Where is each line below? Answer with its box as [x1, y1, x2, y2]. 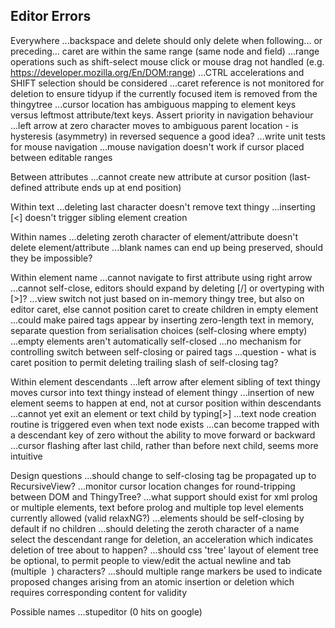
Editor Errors [10, 8, 92, 25]
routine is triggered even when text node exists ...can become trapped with [10, 418, 320, 430]
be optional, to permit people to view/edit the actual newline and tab [10, 554, 292, 566]
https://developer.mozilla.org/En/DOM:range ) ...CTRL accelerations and [10, 66, 305, 78]
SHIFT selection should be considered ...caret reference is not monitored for [10, 77, 325, 89]
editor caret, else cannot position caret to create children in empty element [10, 303, 319, 315]
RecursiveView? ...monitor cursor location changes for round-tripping [10, 480, 296, 492]
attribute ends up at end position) [44, 181, 182, 193]
